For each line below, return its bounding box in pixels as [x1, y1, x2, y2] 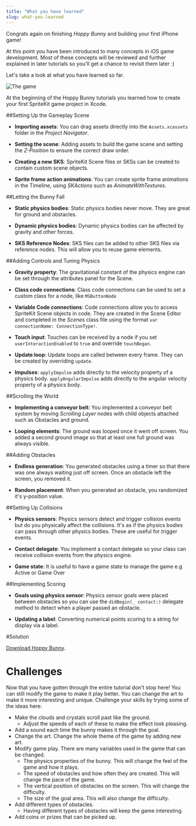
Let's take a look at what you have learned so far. [6, 71, 124, 78]
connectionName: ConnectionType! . [14, 322, 97, 329]
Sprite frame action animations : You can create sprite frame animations [14, 175, 188, 183]
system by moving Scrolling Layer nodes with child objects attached [14, 410, 179, 417]
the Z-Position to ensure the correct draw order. [14, 147, 130, 154]
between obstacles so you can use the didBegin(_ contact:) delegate [14, 598, 184, 605]
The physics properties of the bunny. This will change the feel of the [23, 758, 188, 765]
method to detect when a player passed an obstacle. [14, 604, 141, 611]
